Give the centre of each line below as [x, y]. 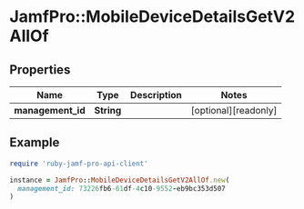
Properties [40, 70]
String [108, 110]
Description [156, 95]
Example [35, 143]
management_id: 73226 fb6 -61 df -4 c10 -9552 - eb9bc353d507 [122, 188]
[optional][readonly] [234, 110]
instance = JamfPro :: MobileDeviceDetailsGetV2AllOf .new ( [120, 180]
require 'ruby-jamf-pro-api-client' [79, 164]
